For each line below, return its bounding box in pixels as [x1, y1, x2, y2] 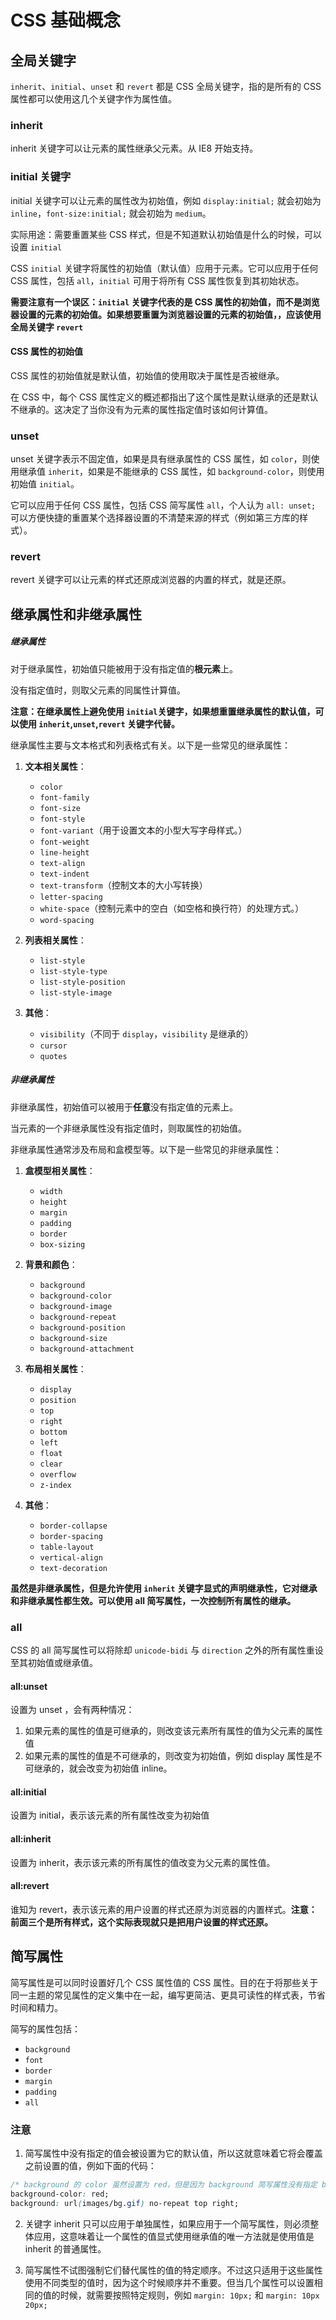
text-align [39, 858, 86, 868]
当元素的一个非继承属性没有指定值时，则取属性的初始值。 [10, 1122, 247, 1134]
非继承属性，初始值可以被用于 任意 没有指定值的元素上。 [10, 1101, 238, 1113]
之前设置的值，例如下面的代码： [24, 2159, 157, 2171]
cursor [39, 1041, 68, 1051]
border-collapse [39, 1521, 108, 1531]
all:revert [10, 1880, 50, 1892]
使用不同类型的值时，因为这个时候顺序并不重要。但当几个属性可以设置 [24, 2276, 315, 2288]
